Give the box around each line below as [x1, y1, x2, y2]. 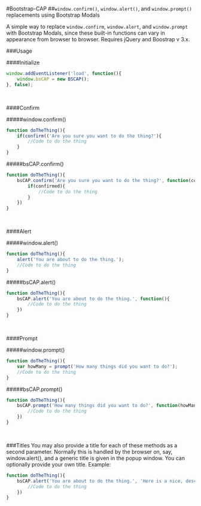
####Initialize [6, 59, 40, 66]
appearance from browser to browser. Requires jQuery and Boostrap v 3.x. [6, 36, 190, 43]
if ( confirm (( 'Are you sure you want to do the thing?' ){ [17, 133, 162, 139]
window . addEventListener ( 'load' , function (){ [6, 71, 121, 77]
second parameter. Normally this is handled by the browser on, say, [6, 448, 173, 455]
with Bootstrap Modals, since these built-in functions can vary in [6, 29, 166, 37]
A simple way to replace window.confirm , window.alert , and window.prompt [6, 23, 188, 30]
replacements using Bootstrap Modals [6, 11, 100, 19]
